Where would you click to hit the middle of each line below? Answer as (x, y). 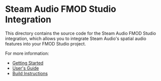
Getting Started (28, 63)
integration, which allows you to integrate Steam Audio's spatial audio (76, 39)
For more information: (27, 53)
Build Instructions (30, 73)
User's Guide (26, 68)
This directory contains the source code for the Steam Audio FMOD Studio (80, 33)
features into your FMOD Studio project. (46, 43)
